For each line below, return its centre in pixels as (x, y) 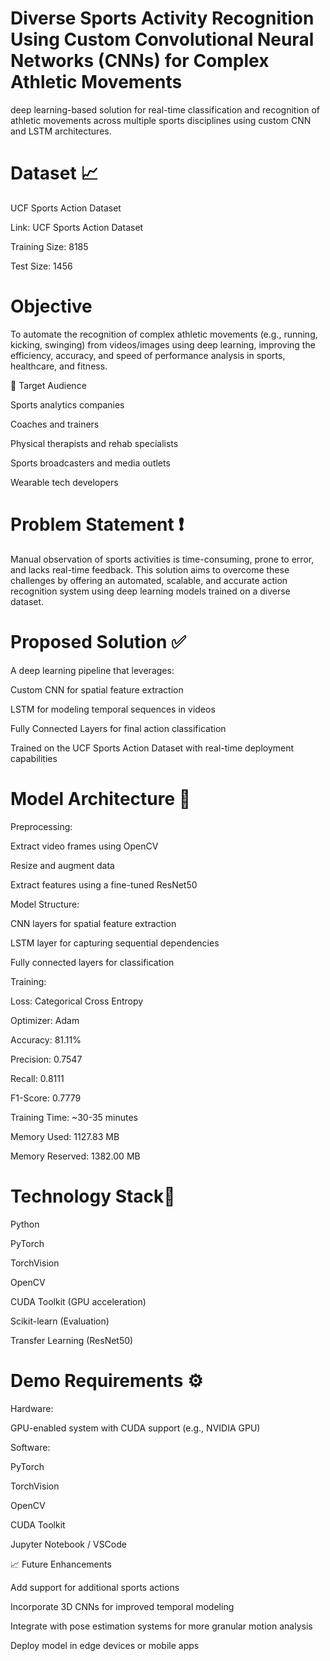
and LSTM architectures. (61, 131)
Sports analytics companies (67, 404)
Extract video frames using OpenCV (84, 846)
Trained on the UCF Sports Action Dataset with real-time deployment (152, 748)
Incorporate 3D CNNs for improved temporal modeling (122, 1606)
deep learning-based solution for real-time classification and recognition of (165, 109)
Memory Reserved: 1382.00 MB (75, 1156)
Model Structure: (45, 904)
